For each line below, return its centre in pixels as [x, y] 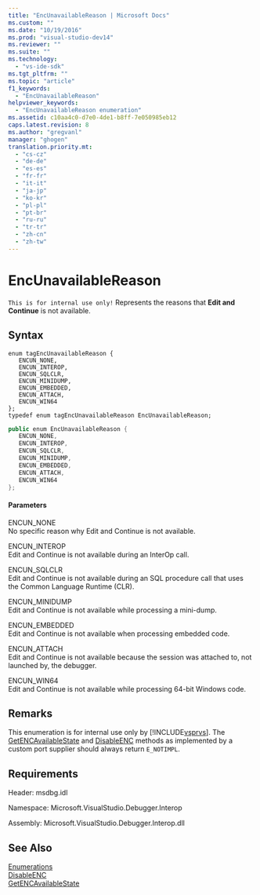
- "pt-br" [31, 213]
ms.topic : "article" [42, 81]
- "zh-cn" [31, 235]
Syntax [26, 336]
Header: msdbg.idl [38, 793]
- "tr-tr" [31, 227]
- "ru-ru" [31, 220]
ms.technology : [33, 60]
